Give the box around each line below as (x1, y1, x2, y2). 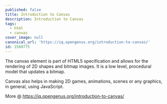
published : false (5, 7, 41, 12)
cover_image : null (5, 35, 43, 40)
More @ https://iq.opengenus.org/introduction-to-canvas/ (5, 93, 125, 99)
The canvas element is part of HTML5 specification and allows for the (5, 58, 149, 64)
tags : (5, 21, 16, 26)
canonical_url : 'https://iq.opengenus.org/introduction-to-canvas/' (5, 40, 151, 45)
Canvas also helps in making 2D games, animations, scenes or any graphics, (5, 78, 163, 84)
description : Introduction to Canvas (5, 16, 84, 21)
